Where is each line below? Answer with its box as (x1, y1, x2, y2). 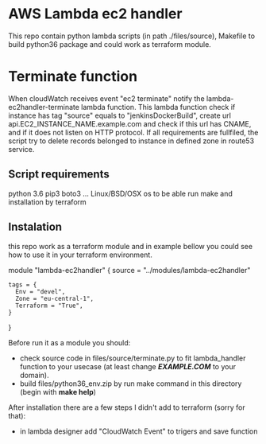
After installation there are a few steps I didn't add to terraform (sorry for (8, 403, 246, 412)
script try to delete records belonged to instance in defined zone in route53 (8, 136, 255, 146)
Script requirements (8, 168, 110, 181)
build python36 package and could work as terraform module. (8, 39, 212, 49)
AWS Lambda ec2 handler (8, 5, 183, 23)
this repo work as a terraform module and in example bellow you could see (8, 241, 253, 251)
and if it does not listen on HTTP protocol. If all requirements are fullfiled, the (8, 127, 259, 137)
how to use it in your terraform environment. (8, 250, 152, 259)
